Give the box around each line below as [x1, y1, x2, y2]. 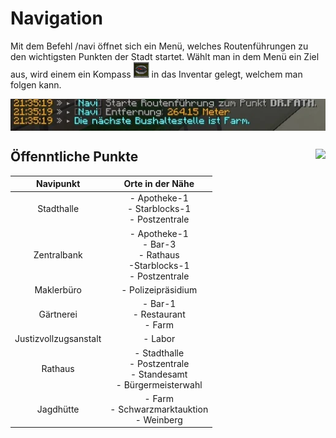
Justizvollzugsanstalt [14, 333, 102, 345]
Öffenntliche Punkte [10, 148, 139, 166]
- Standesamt [130, 368, 188, 380]
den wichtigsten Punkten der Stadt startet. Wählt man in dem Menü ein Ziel [10, 50, 320, 62]
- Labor [143, 333, 176, 345]
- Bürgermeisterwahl [115, 378, 203, 391]
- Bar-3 [142, 238, 177, 250]
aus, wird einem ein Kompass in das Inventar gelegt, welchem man [10, 68, 303, 80]
